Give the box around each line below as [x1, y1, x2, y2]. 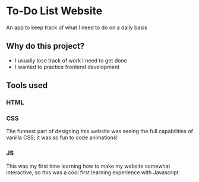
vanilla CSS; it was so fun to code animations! [6, 134, 118, 141]
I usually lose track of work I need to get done [14, 57, 128, 64]
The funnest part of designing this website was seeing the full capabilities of [6, 128, 194, 135]
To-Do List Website [6, 4, 103, 18]
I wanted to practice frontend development [14, 63, 120, 70]
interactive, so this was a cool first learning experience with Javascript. [6, 168, 181, 176]
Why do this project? [6, 41, 85, 51]
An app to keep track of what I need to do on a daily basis [6, 24, 147, 31]
